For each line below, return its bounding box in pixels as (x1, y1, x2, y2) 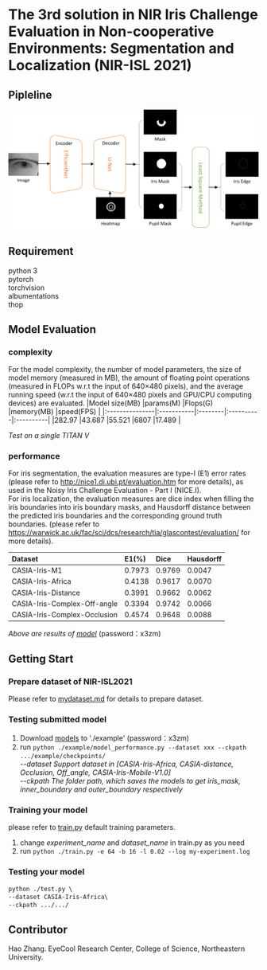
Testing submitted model (8, 714, 107, 726)
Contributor (8, 922, 68, 937)
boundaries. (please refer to (8, 519, 100, 529)
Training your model (8, 804, 88, 816)
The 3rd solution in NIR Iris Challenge (8, 6, 258, 24)
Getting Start (8, 652, 74, 666)
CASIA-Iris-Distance (11, 588, 81, 597)
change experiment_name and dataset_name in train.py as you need (19, 838, 245, 847)
